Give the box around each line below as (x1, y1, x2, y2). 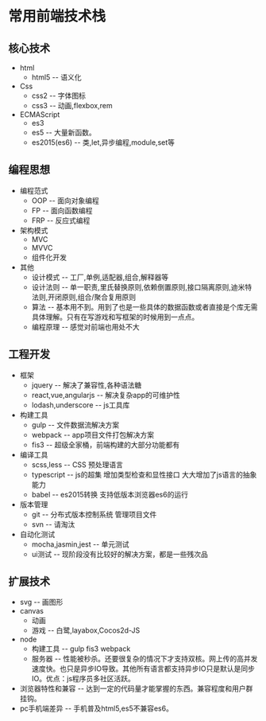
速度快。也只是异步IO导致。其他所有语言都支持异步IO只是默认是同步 (31, 664, 256, 673)
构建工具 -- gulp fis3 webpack (31, 644, 131, 653)
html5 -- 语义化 (31, 72, 82, 82)
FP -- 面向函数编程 (31, 205, 93, 215)
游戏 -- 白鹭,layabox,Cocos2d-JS (31, 626, 141, 635)
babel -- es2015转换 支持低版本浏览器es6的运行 (31, 489, 189, 499)
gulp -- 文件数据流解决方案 (31, 419, 120, 430)
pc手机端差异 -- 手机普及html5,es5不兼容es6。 (19, 703, 173, 713)
